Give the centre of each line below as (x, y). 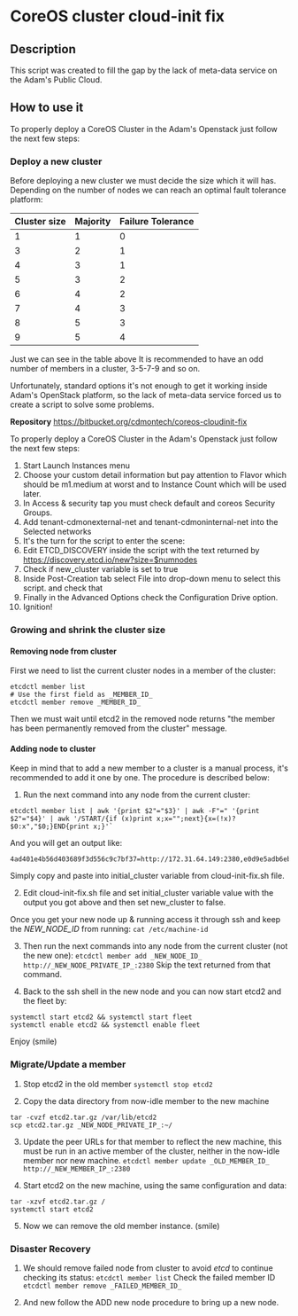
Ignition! (38, 607)
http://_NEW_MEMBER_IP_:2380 (76, 1169)
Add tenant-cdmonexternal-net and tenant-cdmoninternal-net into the (150, 522)
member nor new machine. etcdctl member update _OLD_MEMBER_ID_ (146, 1160)
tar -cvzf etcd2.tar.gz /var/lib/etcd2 (84, 1117)
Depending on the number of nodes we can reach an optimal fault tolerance (148, 190)
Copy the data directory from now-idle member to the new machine (146, 1101)
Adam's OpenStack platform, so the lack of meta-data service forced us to (146, 396)
